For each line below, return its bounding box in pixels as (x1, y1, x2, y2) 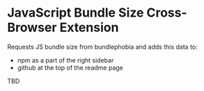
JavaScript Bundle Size (7, 5, 144, 21)
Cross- (146, 5, 188, 21)
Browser (7, 19, 57, 35)
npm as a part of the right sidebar (17, 56, 114, 64)
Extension (59, 19, 119, 35)
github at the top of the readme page (17, 63, 124, 72)
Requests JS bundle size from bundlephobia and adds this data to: (7, 42, 198, 51)
